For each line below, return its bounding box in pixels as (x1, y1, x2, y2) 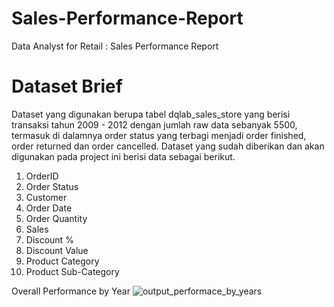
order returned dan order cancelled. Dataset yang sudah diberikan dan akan (11, 140, 325, 152)
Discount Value (25, 244, 89, 256)
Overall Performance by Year (11, 285, 131, 297)
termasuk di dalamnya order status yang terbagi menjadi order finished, (11, 129, 307, 141)
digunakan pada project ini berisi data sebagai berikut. (11, 150, 236, 162)
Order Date (25, 202, 73, 214)
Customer (25, 191, 68, 203)
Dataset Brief (11, 75, 123, 98)
